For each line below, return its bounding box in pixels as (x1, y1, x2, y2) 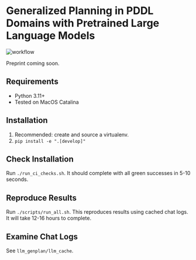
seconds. (6, 176, 29, 183)
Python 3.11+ (14, 92, 46, 99)
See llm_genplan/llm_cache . (6, 247, 74, 254)
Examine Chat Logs (6, 231, 78, 241)
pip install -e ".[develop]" (14, 138, 86, 144)
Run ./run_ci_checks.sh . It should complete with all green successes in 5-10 (6, 170, 191, 177)
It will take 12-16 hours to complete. (6, 215, 92, 222)
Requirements (6, 77, 59, 87)
